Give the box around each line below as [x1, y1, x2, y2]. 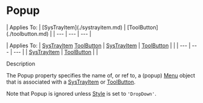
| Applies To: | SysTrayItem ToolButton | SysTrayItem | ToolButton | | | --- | [6, 42, 191, 49]
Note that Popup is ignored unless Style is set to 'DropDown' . [6, 90, 156, 97]
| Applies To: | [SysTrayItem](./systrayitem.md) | [6, 24, 126, 31]
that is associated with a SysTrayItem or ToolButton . [6, 78, 136, 85]
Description [6, 60, 35, 67]
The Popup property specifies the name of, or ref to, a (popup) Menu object [6, 71, 196, 79]
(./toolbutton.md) [6, 30, 49, 37]
